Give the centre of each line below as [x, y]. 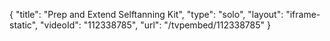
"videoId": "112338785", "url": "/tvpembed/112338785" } [155, 25]
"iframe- [303, 14]
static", [24, 25]
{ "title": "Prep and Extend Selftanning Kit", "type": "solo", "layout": [146, 14]
